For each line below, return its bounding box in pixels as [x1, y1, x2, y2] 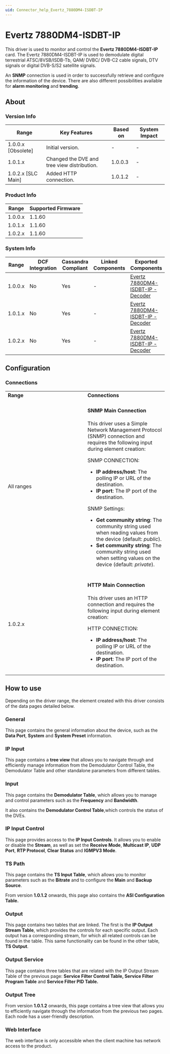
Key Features [60, 129, 93, 136]
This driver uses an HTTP [88, 595, 148, 602]
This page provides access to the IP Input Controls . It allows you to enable [5, 836, 161, 843]
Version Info [5, 113, 36, 120]
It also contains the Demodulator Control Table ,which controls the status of [5, 807, 163, 813]
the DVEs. [5, 812, 26, 818]
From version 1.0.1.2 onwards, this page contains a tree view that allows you [5, 1003, 164, 1009]
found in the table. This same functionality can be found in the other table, [5, 938, 160, 944]
